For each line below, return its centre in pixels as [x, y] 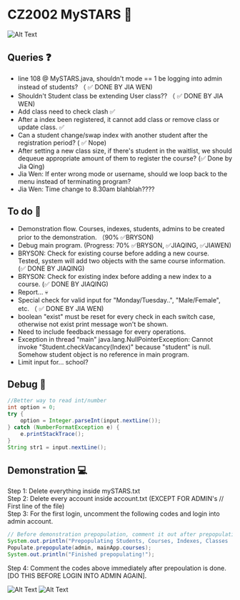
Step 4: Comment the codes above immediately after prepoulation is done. [117, 568]
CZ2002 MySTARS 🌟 [70, 15]
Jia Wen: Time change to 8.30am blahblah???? [86, 189]
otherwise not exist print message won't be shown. [93, 324]
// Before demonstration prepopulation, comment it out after [102, 534]
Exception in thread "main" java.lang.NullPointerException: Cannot [115, 339]
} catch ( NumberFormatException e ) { [64, 427]
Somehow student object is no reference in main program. [103, 354]
